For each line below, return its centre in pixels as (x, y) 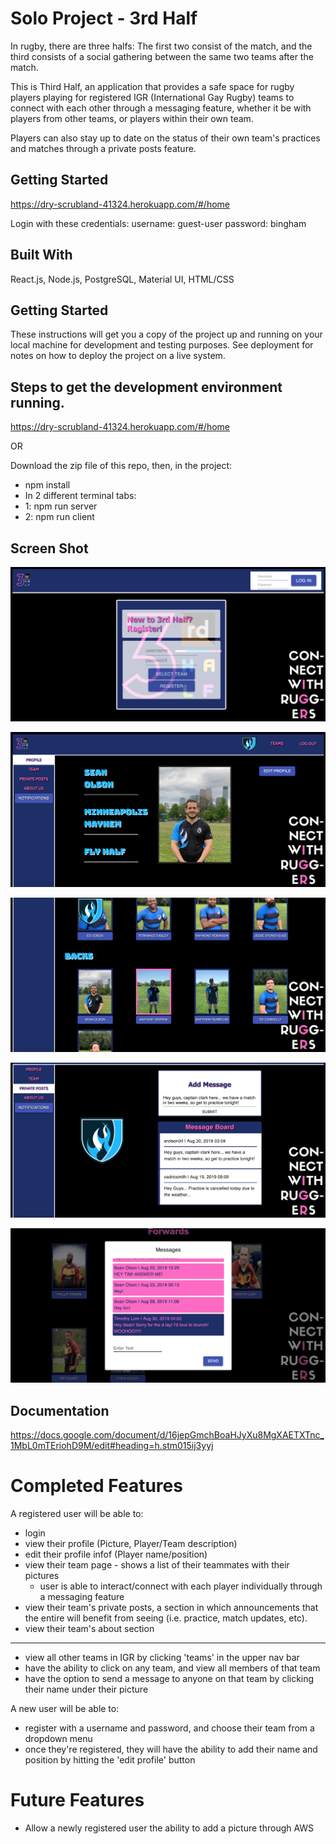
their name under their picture (86, 1689)
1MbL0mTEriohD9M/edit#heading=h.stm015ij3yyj (112, 1446)
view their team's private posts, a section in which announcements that (171, 1608)
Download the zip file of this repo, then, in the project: (121, 466)
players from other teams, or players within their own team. (132, 118)
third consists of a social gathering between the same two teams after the (162, 56)
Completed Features (96, 1486)
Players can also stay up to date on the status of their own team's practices (165, 138)
